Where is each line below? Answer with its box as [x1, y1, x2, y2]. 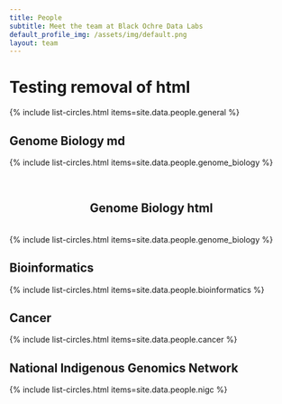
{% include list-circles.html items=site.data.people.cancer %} [9, 335, 238, 345]
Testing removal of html [9, 78, 191, 97]
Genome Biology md [9, 133, 126, 149]
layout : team [9, 38, 59, 48]
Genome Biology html [89, 200, 214, 216]
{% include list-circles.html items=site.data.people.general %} [9, 107, 241, 118]
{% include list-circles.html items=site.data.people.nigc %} [9, 384, 228, 395]
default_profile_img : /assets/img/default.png [9, 30, 187, 39]
